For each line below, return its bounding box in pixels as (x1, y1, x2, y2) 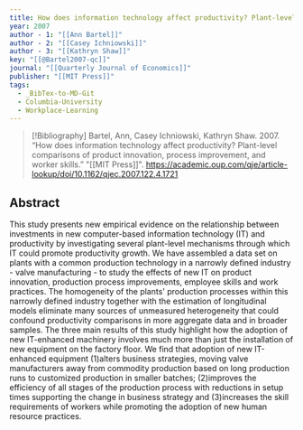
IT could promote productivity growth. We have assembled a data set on (9, 248, 278, 258)
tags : (9, 80, 30, 89)
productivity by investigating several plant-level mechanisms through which (9, 238, 290, 249)
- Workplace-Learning (17, 106, 99, 115)
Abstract (9, 195, 60, 210)
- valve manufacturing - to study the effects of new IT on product (9, 267, 252, 278)
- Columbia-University (17, 97, 103, 107)
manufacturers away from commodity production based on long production (9, 363, 290, 374)
